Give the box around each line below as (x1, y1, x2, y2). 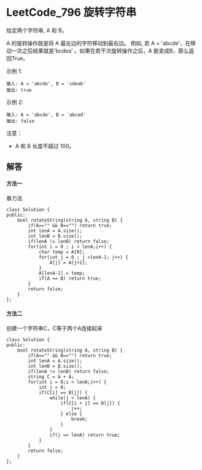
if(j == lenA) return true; (49, 432, 120, 438)
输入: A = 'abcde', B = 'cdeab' (6, 80, 86, 86)
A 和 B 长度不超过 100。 (15, 142, 74, 149)
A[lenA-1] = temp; (38, 270, 85, 276)
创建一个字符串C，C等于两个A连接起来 (6, 324, 103, 331)
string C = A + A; (28, 373, 74, 380)
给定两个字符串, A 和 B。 (6, 27, 68, 34)
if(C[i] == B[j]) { (38, 390, 88, 396)
